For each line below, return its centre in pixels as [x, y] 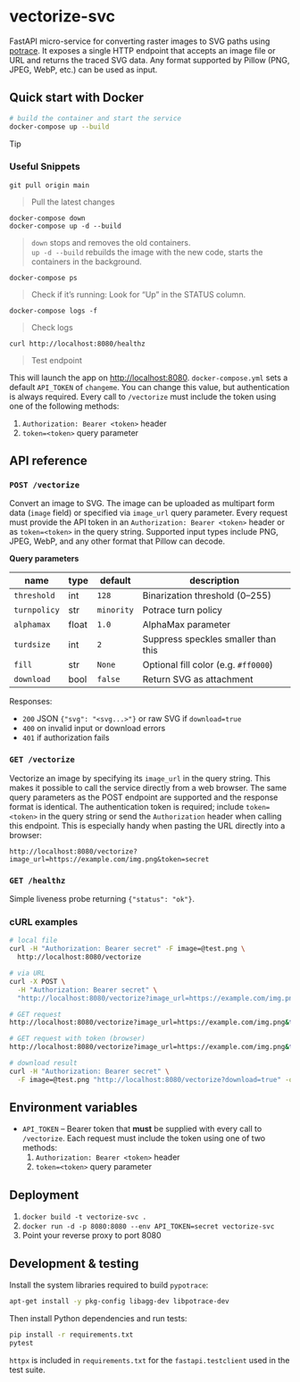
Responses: [31, 702]
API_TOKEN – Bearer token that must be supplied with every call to [142, 1129]
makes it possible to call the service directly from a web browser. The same [148, 787]
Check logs [52, 327]
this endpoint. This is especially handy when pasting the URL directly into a [147, 825]
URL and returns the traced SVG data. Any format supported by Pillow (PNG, [150, 60]
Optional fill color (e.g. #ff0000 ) [208, 665]
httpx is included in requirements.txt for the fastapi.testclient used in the [150, 1360]
